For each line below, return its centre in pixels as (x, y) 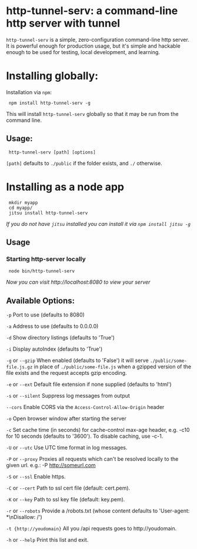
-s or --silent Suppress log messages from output (68, 396)
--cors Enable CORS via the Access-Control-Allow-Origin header (85, 407)
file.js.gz (19, 367)
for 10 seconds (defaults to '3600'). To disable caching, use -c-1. (85, 436)
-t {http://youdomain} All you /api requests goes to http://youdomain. (91, 528)
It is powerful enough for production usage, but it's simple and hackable (93, 46)
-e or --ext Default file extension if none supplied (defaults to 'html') (89, 384)
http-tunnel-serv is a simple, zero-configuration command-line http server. (98, 39)
